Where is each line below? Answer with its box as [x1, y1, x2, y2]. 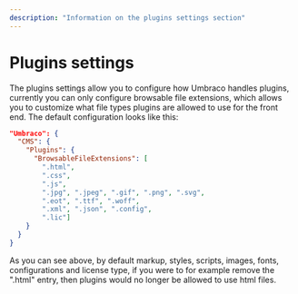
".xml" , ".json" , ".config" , [42, 205, 153, 214]
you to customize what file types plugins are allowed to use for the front [9, 102, 279, 113]
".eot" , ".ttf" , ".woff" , [42, 196, 141, 205]
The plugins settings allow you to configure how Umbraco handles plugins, [9, 83, 290, 93]
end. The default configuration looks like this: [9, 111, 179, 122]
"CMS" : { [17, 137, 51, 146]
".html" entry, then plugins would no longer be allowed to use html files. [9, 274, 277, 285]
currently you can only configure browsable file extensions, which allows [9, 92, 283, 103]
